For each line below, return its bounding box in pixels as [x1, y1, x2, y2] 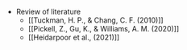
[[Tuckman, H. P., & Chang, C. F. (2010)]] [27, 15, 164, 25]
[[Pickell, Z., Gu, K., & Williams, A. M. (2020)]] [27, 24, 180, 33]
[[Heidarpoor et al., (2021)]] [27, 32, 120, 42]
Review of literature [15, 7, 81, 16]
